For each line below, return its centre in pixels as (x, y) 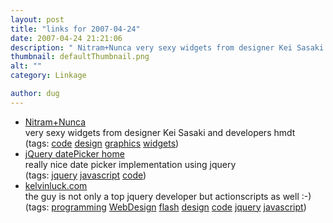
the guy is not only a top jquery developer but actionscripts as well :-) (168, 196)
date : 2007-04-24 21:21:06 (66, 38)
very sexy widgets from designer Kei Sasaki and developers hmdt (160, 132)
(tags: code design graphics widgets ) (102, 143)
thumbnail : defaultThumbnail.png (80, 57)
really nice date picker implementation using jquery (130, 164)
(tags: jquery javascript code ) (85, 175)
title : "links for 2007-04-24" (75, 29)
